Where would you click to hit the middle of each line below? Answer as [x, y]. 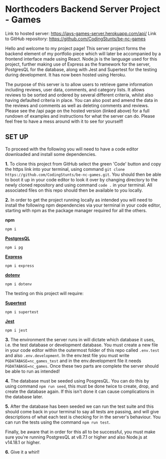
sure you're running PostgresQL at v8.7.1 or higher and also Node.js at [76, 437]
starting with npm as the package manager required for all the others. [76, 210]
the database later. [24, 396]
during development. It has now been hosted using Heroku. [66, 75]
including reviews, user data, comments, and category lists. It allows [75, 89]
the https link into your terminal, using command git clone [65, 169]
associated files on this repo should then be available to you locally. [74, 190]
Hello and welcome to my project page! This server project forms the [76, 48]
